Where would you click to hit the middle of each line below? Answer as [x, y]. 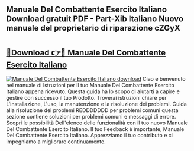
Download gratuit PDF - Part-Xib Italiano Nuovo [95, 19]
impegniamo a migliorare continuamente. [56, 142]
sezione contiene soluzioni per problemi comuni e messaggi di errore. [91, 116]
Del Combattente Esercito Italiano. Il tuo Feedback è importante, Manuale [95, 129]
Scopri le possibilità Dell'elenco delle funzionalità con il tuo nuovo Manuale [97, 123]
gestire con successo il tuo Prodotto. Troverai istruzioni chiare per [86, 98]
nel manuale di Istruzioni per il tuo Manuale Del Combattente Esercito [90, 85]
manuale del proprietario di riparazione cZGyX [93, 28]
